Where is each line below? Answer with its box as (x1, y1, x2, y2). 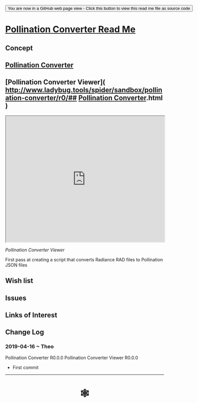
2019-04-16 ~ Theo (5, 343, 54, 350)
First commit (12, 364, 39, 370)
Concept (5, 43, 33, 52)
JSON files (5, 262, 28, 268)
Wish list (5, 276, 34, 285)
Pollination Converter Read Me (5, 24, 136, 35)
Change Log (5, 328, 44, 336)
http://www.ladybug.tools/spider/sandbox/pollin (5, 86, 163, 94)
